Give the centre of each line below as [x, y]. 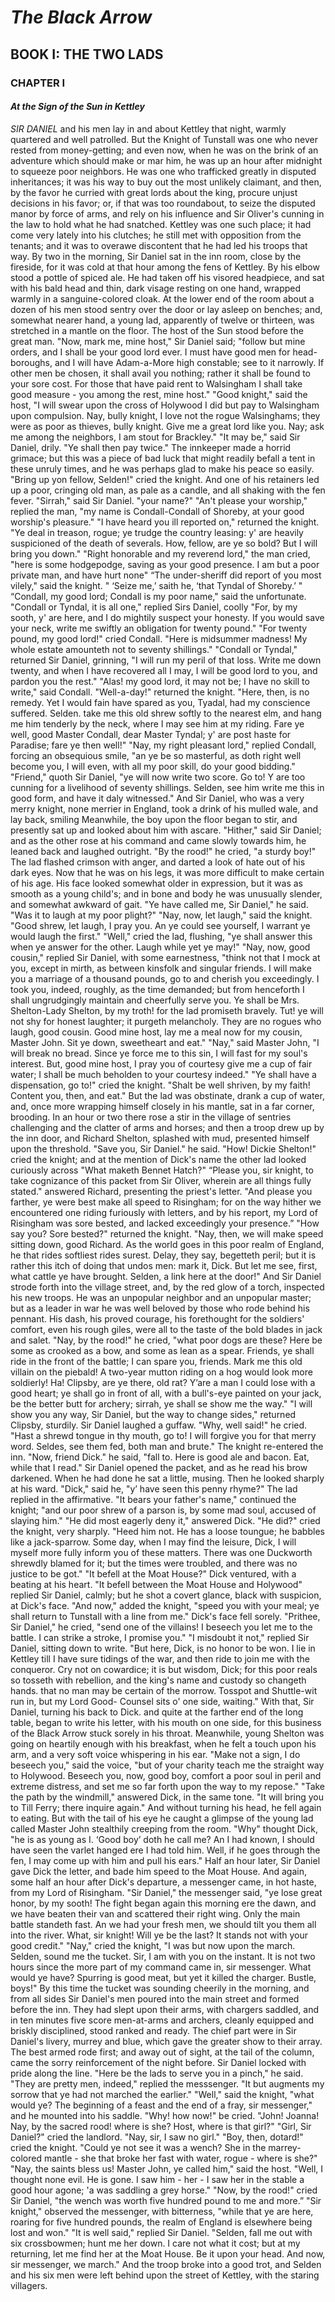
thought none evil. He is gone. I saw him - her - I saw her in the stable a [157, 2179]
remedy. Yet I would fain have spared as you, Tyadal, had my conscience [160, 702]
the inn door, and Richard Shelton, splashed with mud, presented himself [160, 1138]
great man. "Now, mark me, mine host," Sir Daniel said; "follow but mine [158, 341]
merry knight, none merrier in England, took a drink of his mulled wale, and [164, 808]
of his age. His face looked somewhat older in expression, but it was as [156, 883]
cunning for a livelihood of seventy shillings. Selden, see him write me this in [167, 787]
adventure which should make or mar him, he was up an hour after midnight [166, 160]
